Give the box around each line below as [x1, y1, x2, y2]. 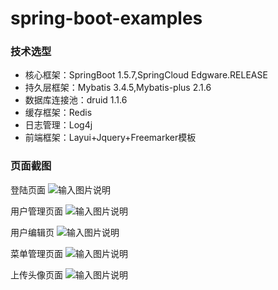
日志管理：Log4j [24, 119, 93, 131]
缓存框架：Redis [24, 107, 93, 119]
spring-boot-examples [10, 7, 203, 30]
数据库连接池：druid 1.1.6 [24, 94, 128, 106]
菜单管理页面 [10, 247, 63, 259]
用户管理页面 [10, 205, 63, 217]
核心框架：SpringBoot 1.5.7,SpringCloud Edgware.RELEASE [24, 69, 268, 81]
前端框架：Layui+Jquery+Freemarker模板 [24, 132, 197, 144]
